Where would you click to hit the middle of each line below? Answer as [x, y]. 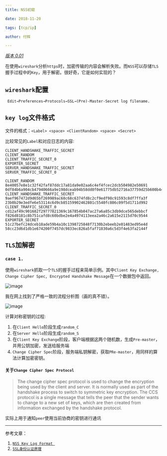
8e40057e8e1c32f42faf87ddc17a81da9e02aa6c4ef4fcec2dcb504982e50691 [77, 185]
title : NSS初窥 [20, 10]
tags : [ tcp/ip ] [21, 28]
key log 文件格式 [30, 118]
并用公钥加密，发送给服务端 [41, 345]
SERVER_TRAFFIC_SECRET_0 [31, 172]
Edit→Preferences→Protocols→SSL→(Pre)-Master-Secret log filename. [79, 101]
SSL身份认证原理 [27, 449]
